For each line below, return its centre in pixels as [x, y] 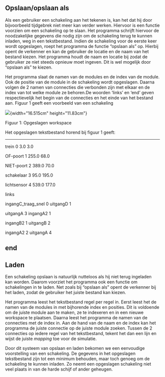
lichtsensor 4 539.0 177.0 [30, 185]
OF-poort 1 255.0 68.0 [27, 156]
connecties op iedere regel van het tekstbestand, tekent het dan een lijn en [81, 334]
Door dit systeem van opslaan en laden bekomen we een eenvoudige [75, 348]
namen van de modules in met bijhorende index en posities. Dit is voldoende [82, 307]
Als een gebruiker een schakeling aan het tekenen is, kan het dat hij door [79, 20]
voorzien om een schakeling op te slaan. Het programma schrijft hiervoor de [82, 30]
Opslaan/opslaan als [37, 8]
